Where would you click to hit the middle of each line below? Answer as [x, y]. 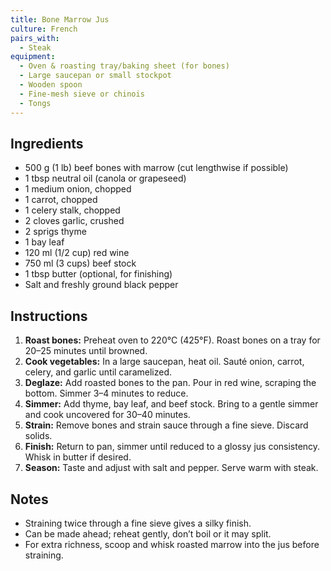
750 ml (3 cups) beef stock [80, 263]
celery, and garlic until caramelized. [98, 372]
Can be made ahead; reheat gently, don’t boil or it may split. [148, 533]
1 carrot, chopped [61, 200]
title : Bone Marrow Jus [60, 19]
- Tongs [35, 103]
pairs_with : [35, 38]
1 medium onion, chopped [78, 189]
